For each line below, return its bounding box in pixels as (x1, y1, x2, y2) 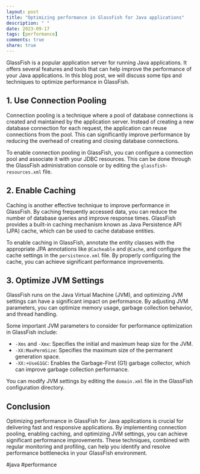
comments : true (6, 37, 45, 43)
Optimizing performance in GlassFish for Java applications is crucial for (6, 417, 184, 425)
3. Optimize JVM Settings (6, 275, 104, 285)
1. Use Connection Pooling (6, 96, 107, 106)
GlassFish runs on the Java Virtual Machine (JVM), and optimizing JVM (6, 292, 183, 299)
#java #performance (6, 461, 57, 469)
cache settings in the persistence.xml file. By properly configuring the (6, 251, 181, 259)
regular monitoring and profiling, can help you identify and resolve (6, 443, 170, 451)
